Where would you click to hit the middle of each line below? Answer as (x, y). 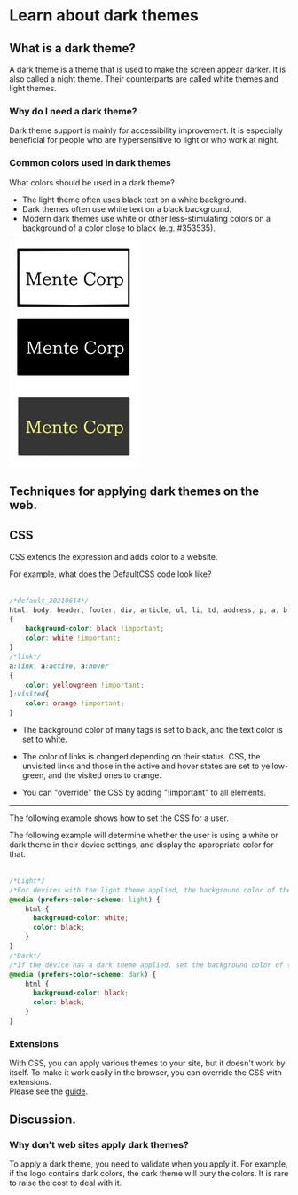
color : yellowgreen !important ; (85, 685)
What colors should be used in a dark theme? (92, 182)
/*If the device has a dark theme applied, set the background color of (146, 965)
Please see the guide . (49, 1091)
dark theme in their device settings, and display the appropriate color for (141, 845)
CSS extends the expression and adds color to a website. (114, 556)
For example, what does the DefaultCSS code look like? (110, 574)
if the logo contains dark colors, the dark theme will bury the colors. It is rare (149, 1173)
